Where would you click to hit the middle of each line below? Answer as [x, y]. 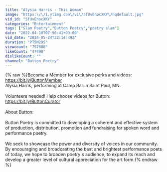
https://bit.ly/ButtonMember [34, 80]
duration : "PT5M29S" [27, 42]
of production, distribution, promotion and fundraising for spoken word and [82, 128]
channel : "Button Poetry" [32, 61]
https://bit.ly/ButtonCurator [33, 101]
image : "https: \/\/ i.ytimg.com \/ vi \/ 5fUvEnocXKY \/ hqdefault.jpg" [74, 14]
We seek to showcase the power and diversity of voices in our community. [82, 144]
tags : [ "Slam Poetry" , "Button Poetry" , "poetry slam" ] [62, 28]
